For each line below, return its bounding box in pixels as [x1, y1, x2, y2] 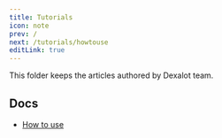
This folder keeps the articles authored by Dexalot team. [9, 70, 214, 80]
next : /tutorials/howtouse [9, 37, 109, 47]
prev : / [9, 29, 38, 38]
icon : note [9, 21, 50, 30]
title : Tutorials [9, 12, 73, 22]
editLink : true [9, 46, 65, 55]
